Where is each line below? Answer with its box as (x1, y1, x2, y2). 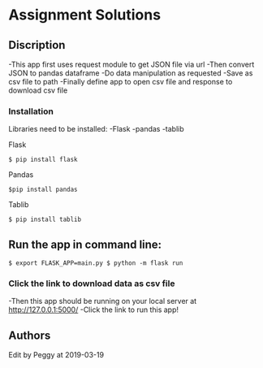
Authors (8, 328, 51, 342)
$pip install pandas (8, 185, 79, 194)
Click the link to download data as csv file (8, 278, 175, 289)
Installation (8, 106, 54, 117)
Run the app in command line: (8, 237, 162, 251)
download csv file (8, 85, 68, 95)
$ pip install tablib (8, 215, 82, 224)
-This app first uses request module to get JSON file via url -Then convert (8, 59, 255, 69)
